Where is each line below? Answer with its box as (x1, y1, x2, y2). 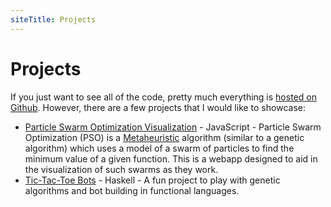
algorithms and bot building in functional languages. (24, 184, 240, 196)
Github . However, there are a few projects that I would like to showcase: (10, 101, 306, 113)
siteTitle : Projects (10, 14, 97, 25)
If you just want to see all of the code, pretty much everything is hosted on (10, 91, 317, 103)
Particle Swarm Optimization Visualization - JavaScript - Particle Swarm (24, 121, 322, 133)
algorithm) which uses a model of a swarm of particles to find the (24, 142, 295, 154)
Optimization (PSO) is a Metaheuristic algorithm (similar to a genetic (24, 131, 305, 143)
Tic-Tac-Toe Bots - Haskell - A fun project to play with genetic (24, 174, 281, 186)
